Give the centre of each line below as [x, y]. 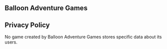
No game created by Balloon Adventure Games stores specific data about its [83, 37]
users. [11, 42]
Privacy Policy [27, 25]
